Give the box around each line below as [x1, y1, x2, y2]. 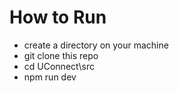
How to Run [9, 6, 107, 29]
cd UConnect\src [23, 60, 95, 72]
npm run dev [23, 71, 77, 83]
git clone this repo [23, 49, 99, 61]
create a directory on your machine [23, 39, 169, 51]
